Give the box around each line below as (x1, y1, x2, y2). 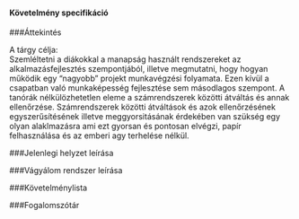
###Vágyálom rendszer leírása (9, 165, 123, 176)
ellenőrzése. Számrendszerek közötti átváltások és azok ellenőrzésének (9, 101, 277, 112)
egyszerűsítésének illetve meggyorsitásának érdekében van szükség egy (9, 111, 281, 122)
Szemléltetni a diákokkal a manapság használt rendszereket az (9, 54, 242, 65)
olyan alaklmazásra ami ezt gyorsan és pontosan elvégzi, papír (9, 121, 242, 132)
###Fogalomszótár (9, 200, 80, 211)
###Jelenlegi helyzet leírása (9, 148, 114, 159)
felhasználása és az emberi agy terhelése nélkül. (9, 130, 190, 141)
